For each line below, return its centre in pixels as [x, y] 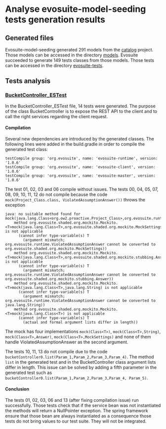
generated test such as [29, 373]
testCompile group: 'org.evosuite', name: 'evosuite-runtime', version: [82, 158]
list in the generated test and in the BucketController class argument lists [81, 362]
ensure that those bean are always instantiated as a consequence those [78, 416]
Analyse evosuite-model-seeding [76, 9]
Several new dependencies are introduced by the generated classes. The [80, 139]
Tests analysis [28, 81]
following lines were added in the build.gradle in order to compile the [75, 144]
